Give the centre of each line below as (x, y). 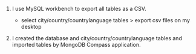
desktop (31, 27)
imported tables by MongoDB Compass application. (76, 45)
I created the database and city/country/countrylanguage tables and (97, 38)
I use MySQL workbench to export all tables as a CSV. (79, 9)
